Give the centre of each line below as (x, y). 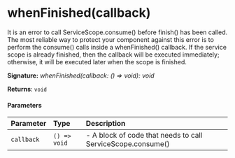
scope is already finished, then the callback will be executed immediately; (113, 55)
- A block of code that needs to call (144, 136)
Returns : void (27, 89)
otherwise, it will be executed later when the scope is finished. (97, 62)
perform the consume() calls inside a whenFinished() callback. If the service (117, 47)
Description (106, 124)
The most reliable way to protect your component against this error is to (111, 39)
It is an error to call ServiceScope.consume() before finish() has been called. (117, 32)
